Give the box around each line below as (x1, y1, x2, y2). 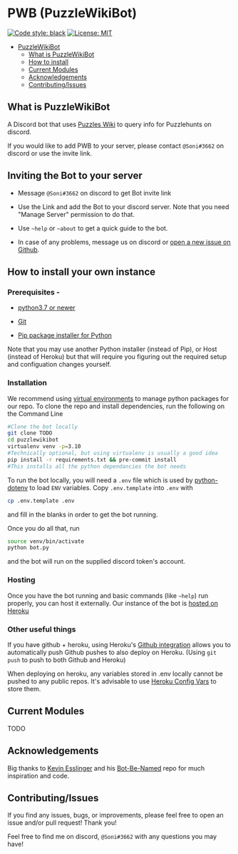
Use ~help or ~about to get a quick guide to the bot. (17, 223, 168, 233)
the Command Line (7, 409, 63, 418)
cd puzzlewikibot (7, 437, 59, 444)
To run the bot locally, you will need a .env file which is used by (7, 476, 194, 484)
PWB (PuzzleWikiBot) (7, 5, 138, 21)
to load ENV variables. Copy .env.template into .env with (29, 483, 194, 492)
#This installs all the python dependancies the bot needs (7, 462, 187, 470)
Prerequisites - (7, 287, 61, 297)
